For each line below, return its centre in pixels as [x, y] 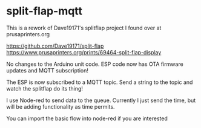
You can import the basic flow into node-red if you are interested [87, 118]
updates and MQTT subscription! [48, 70]
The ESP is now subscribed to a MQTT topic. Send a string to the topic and [100, 82]
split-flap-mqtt [44, 11]
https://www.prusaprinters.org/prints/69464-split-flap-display [84, 52]
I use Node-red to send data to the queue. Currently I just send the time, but [101, 100]
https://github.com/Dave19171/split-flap [55, 46]
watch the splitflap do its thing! [45, 88]
